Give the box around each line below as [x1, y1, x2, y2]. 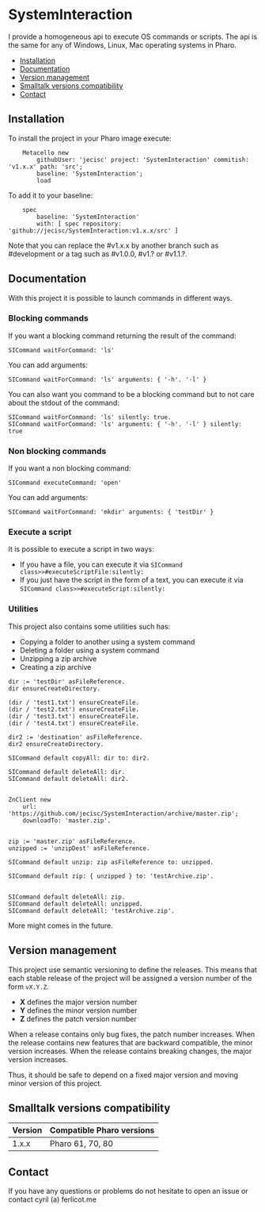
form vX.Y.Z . [8, 982, 49, 991]
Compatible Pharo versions [50, 1125, 155, 1136]
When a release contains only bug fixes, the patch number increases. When [8, 1029, 256, 1039]
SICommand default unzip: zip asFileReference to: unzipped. [8, 858, 214, 866]
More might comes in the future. [8, 921, 113, 930]
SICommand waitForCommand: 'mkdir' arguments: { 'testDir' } [8, 508, 214, 517]
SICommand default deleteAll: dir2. [8, 775, 129, 783]
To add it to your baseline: [8, 190, 93, 200]
